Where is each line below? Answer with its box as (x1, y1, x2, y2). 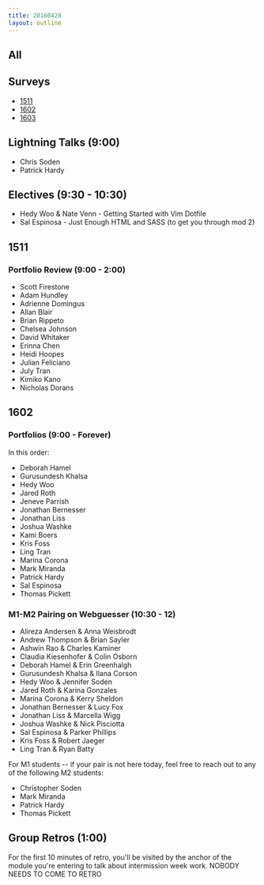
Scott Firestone (19, 282, 70, 292)
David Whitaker (19, 333, 70, 342)
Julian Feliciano (19, 357, 71, 368)
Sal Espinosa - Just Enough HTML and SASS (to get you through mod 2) (19, 217, 255, 227)
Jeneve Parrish (19, 496, 70, 506)
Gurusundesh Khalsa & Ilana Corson (19, 669, 138, 678)
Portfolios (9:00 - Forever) (8, 429, 111, 441)
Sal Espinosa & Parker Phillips (19, 728, 117, 736)
